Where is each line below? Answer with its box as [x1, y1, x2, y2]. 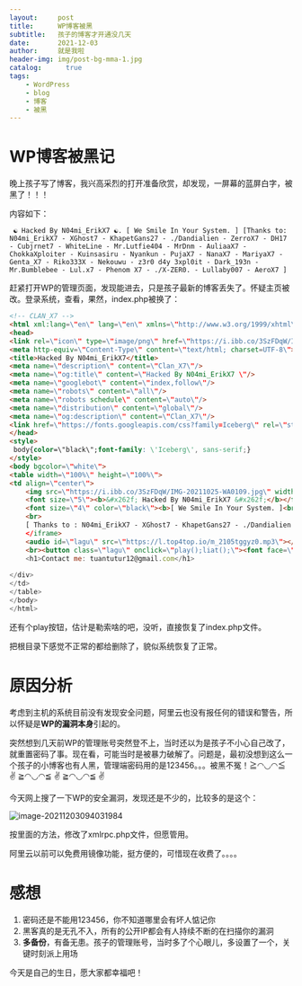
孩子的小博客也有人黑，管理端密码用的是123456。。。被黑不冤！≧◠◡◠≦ [16, 759, 286, 770]
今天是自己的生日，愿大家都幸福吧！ [9, 967, 144, 978]
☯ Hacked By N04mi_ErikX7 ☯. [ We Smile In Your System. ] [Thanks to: [13, 227, 288, 235]
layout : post [9, 13, 75, 22]
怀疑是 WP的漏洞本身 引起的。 [16, 718, 126, 729]
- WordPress [25, 80, 70, 89]
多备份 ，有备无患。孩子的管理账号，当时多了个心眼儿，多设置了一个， [22, 937, 283, 947]
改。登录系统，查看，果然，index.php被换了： [9, 294, 181, 305]
